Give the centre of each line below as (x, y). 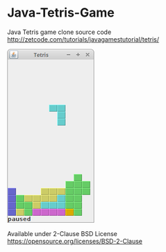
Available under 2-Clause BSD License (63, 233)
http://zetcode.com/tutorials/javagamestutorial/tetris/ (83, 39)
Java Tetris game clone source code (59, 32)
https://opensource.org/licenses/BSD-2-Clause (75, 241)
